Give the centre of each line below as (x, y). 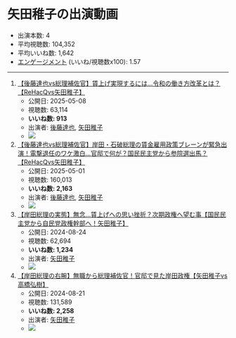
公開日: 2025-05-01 (57, 170)
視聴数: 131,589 (50, 302)
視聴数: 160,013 (50, 180)
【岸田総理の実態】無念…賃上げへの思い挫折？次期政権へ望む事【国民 (118, 214)
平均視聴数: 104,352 (46, 44)
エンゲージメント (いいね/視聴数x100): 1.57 (79, 61)
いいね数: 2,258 (51, 311)
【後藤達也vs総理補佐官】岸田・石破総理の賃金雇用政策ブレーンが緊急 (119, 144)
